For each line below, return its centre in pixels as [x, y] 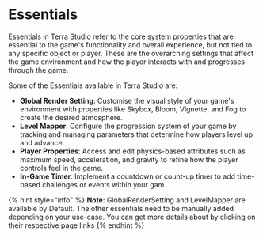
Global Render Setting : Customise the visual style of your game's [127, 100]
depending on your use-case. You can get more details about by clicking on [132, 217]
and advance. [42, 142]
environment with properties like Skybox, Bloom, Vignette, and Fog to [133, 109]
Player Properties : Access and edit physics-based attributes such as [132, 151]
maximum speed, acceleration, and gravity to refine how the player [129, 159]
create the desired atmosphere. [71, 117]
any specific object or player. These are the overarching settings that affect [131, 53]
